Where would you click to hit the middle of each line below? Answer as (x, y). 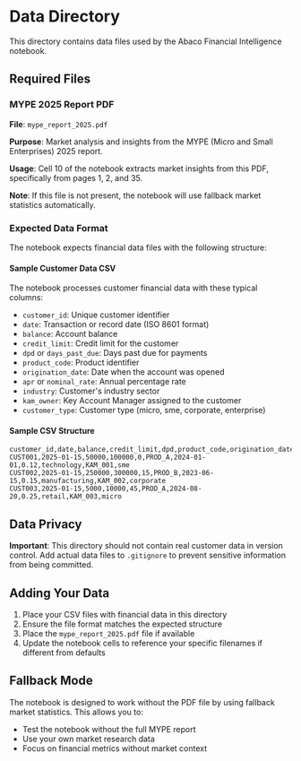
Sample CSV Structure (52, 430)
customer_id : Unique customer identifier (96, 315)
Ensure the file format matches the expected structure (122, 624)
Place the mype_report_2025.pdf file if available (108, 633)
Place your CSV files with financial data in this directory (125, 614)
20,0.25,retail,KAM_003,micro (66, 497)
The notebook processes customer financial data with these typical (133, 288)
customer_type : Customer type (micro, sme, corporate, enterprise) (144, 411)
